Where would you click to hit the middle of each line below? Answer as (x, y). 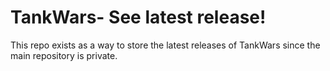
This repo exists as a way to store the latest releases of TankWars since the (165, 45)
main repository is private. (64, 55)
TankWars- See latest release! (138, 17)
